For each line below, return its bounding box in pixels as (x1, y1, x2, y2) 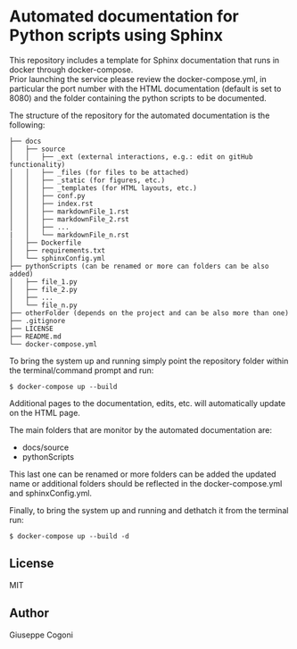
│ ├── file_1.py (9, 277, 78, 287)
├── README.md (9, 332, 62, 341)
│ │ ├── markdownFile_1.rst (9, 207, 129, 216)
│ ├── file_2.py (9, 285, 78, 294)
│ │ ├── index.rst (9, 199, 94, 208)
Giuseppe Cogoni (9, 629, 74, 640)
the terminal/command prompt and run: (9, 364, 154, 376)
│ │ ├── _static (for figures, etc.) (9, 176, 166, 185)
